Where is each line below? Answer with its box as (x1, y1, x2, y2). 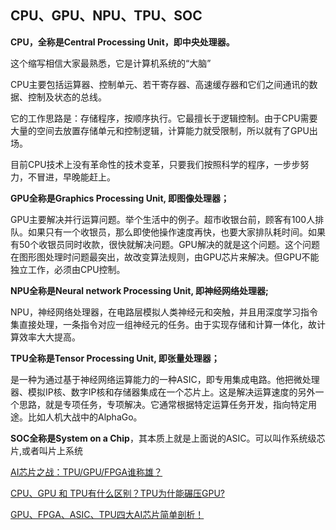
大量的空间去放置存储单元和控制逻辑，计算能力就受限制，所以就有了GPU (10, 124, 310, 136)
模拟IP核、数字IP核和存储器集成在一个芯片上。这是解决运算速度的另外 (27, 386, 316, 398)
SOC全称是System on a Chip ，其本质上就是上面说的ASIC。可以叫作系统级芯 (10, 432, 326, 444)
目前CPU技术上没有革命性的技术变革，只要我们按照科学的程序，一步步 (10, 158, 301, 170)
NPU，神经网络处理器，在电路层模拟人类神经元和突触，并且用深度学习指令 (10, 306, 318, 318)
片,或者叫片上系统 (10, 444, 84, 456)
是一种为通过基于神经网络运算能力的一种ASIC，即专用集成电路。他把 (10, 373, 294, 385)
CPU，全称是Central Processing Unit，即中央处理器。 (10, 36, 235, 48)
